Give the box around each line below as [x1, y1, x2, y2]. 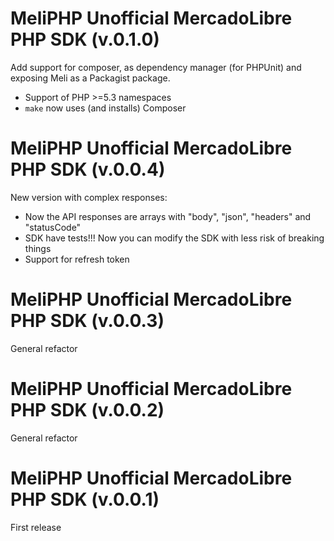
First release [10, 521, 62, 533]
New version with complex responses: [10, 191, 168, 203]
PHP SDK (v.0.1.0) [10, 28, 160, 51]
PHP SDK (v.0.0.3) [10, 310, 165, 332]
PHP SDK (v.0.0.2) [10, 399, 165, 421]
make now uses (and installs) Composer [24, 102, 187, 114]
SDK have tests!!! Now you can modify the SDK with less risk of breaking [24, 232, 325, 244]
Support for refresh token [24, 253, 130, 265]
